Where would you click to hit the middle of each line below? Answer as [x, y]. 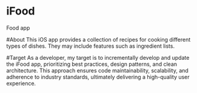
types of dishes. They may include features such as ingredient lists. [90, 46]
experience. [21, 83]
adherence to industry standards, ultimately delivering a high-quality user [98, 77]
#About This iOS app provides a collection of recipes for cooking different [98, 39]
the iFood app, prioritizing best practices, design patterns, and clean [92, 64]
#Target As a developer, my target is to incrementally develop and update [98, 57]
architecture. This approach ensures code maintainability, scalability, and [98, 70]
